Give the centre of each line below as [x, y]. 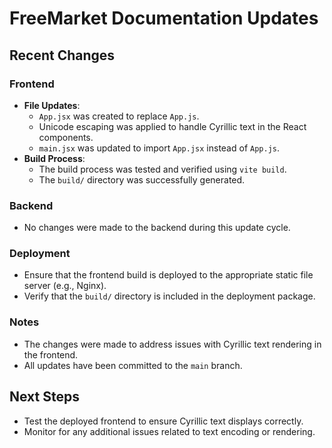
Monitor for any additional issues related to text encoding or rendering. [169, 431]
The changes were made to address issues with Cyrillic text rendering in [172, 344]
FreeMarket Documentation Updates [164, 18]
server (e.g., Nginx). [65, 286]
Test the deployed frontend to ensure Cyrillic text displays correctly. [163, 421]
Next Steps [44, 397]
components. [66, 137]
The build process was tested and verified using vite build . [162, 169]
